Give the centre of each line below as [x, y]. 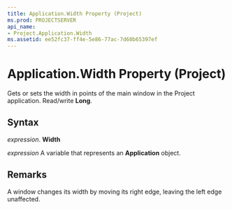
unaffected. [24, 199]
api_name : [22, 26]
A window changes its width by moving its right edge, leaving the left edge [115, 192]
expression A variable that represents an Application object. [94, 153]
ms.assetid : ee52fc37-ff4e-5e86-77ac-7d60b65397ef [82, 40]
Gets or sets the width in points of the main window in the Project [101, 93]
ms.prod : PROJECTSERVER [42, 20]
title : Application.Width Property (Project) [74, 14]
